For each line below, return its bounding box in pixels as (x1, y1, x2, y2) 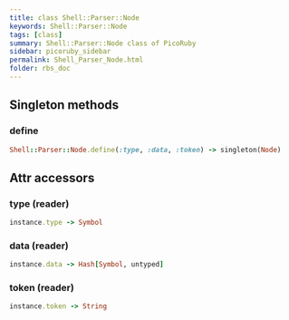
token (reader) (9, 282, 74, 295)
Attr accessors (9, 170, 95, 186)
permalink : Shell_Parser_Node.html (9, 55, 144, 64)
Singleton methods (9, 97, 120, 113)
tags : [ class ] (9, 30, 63, 39)
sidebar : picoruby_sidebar (9, 47, 111, 56)
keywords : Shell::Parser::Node (9, 22, 128, 31)
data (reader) (9, 239, 70, 252)
